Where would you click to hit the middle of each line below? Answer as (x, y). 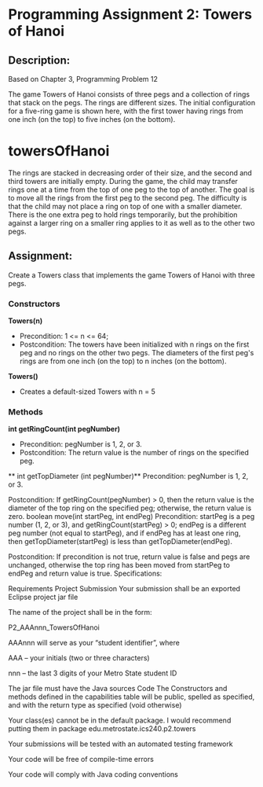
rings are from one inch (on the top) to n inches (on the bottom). (123, 361)
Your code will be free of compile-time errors (81, 759)
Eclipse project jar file (43, 597)
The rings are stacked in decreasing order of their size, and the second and (130, 173)
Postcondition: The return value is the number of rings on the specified (134, 453)
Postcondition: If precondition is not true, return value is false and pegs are (129, 557)
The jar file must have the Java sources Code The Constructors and (118, 689)
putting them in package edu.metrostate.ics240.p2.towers (102, 729)
